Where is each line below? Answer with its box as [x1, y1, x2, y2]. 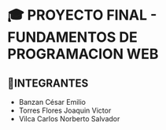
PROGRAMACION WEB [7, 45, 159, 63]
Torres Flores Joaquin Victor [18, 106, 112, 115]
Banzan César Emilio [18, 98, 86, 106]
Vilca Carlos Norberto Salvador [18, 114, 120, 123]
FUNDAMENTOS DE [7, 28, 138, 46]
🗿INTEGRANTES [7, 76, 89, 90]
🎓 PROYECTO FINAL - [7, 6, 157, 24]
